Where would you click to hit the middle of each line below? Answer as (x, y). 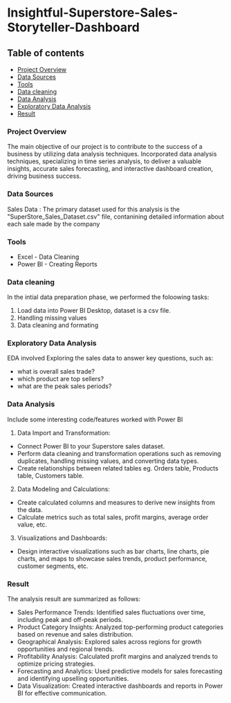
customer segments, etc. (53, 566)
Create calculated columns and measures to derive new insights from (116, 502)
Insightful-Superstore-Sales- (93, 13)
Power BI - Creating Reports (57, 264)
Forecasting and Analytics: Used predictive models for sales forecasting (120, 671)
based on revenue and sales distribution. (75, 634)
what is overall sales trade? (56, 372)
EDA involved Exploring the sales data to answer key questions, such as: (110, 358)
